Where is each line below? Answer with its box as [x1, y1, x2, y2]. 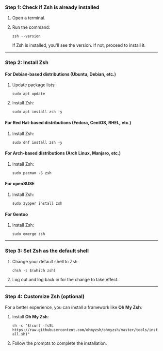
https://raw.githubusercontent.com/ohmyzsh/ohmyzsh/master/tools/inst [12, 327, 158, 332]
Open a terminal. [12, 15, 46, 21]
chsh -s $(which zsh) [12, 268, 56, 273]
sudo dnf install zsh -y [12, 140, 63, 145]
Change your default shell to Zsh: [12, 258, 79, 264]
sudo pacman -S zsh [12, 170, 52, 175]
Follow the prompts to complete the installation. [12, 340, 107, 346]
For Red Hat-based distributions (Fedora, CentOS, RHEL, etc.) [5, 120, 131, 126]
